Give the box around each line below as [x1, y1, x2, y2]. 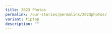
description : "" [5, 21, 39, 26]
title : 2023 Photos [5, 7, 46, 12]
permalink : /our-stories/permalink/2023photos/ [5, 12, 107, 17]
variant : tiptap [5, 16, 39, 21]
